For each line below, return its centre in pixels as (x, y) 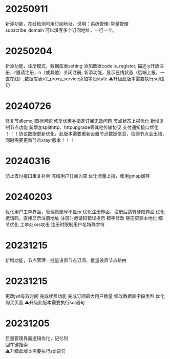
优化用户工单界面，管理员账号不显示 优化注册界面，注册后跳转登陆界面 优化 (85, 211)
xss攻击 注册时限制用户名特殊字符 (69, 224)
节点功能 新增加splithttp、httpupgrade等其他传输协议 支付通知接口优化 (84, 127)
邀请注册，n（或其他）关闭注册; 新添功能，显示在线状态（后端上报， (88, 72)
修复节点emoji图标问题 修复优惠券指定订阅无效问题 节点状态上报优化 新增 (82, 121)
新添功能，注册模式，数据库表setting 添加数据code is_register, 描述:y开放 (82, 66)
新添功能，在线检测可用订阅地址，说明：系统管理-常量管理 (67, 24)
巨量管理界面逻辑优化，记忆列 (37, 338)
